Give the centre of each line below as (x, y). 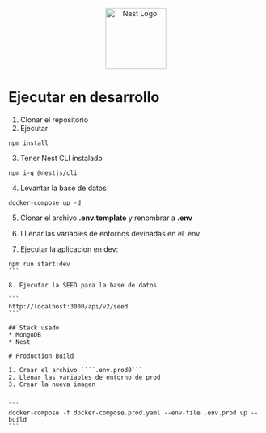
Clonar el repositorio (54, 119)
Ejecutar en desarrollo (84, 98)
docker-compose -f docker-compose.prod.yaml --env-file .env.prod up (128, 413)
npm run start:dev (39, 264)
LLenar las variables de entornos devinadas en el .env (110, 233)
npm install (28, 143)
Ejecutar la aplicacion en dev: (69, 249)
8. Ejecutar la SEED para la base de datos (83, 285)
